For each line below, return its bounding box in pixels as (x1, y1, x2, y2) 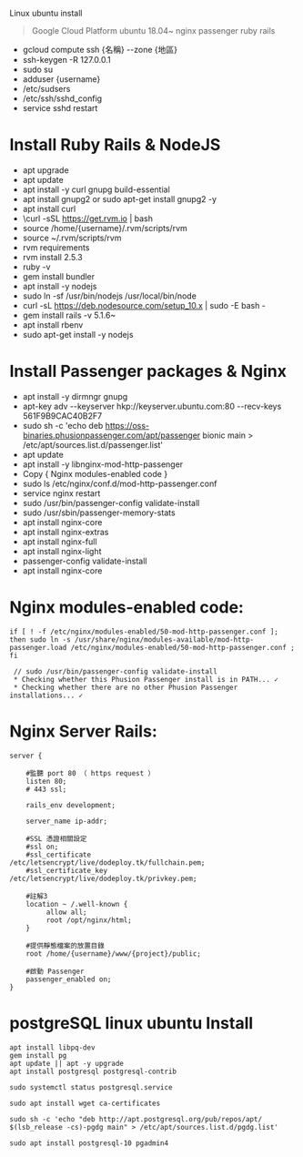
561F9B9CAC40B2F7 (22, 410, 103, 421)
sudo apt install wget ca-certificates (9, 1099, 161, 1108)
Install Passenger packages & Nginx (9, 361, 287, 381)
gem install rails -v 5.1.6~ (22, 310, 116, 320)
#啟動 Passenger (25, 967, 85, 976)
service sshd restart (22, 103, 98, 113)
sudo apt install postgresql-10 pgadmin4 (9, 1138, 169, 1148)
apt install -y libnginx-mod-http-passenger (22, 459, 184, 470)
